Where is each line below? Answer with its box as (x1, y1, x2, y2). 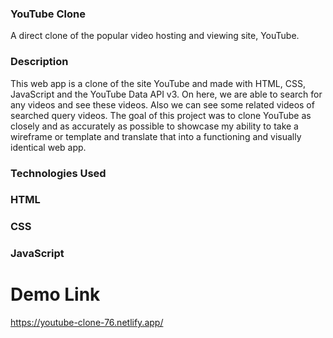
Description (10, 55, 69, 69)
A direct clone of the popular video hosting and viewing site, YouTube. (10, 30, 300, 42)
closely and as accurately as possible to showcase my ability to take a (10, 120, 299, 132)
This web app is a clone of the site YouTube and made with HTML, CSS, (10, 77, 306, 89)
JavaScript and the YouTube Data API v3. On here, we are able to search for (10, 88, 323, 100)
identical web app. (10, 141, 87, 153)
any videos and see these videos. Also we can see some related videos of (10, 98, 315, 111)
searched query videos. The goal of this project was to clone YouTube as (10, 109, 312, 121)
